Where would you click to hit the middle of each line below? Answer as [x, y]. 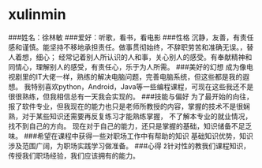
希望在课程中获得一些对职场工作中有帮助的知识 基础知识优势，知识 [145, 136]
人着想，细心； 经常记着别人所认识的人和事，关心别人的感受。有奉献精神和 [130, 57]
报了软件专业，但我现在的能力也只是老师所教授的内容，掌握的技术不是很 [125, 106]
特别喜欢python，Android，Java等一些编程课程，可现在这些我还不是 [142, 86]
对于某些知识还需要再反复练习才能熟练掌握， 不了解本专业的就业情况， [137, 116]
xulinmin [37, 15]
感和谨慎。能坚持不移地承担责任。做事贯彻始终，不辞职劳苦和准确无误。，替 [131, 47]
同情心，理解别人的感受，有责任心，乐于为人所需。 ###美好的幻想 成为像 [127, 67]
